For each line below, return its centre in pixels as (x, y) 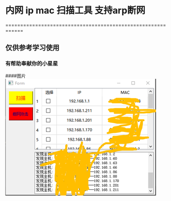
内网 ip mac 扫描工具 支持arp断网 (75, 10)
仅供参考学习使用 (32, 48)
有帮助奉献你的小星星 (32, 63)
